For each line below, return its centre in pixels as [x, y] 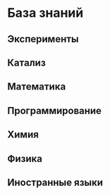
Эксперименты [43, 39]
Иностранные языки [55, 182]
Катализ [26, 62]
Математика [37, 87]
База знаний [45, 13]
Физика [25, 159]
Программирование [55, 111]
